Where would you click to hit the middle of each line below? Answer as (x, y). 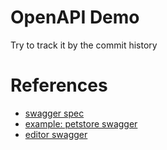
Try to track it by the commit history (84, 45)
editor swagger (56, 134)
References (59, 85)
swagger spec (54, 113)
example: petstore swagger (81, 123)
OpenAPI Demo (75, 17)
